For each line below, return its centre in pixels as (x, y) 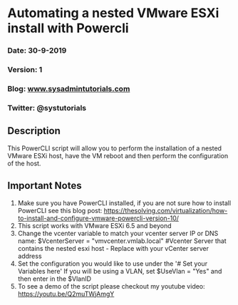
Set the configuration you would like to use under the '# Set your (113, 263)
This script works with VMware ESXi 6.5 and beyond (94, 225)
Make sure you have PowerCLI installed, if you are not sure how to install (124, 203)
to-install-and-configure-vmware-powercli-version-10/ (98, 218)
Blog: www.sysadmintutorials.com (69, 88)
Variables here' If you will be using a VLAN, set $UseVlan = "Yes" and (120, 271)
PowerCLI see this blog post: (60, 210)
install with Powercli (68, 28)
